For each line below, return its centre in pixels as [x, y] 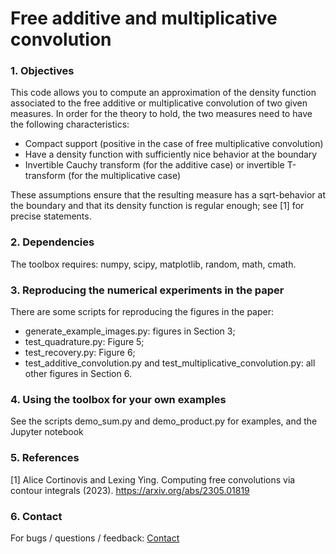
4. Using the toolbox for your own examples [118, 399]
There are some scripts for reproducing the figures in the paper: [142, 312]
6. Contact [36, 516]
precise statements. [51, 216]
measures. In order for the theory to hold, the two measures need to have [161, 114]
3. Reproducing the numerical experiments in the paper [147, 290]
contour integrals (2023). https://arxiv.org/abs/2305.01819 [130, 490]
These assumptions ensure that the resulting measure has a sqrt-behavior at [168, 195]
